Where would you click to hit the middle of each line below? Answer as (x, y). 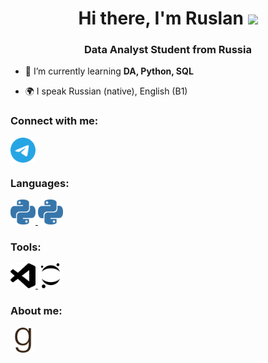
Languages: (40, 183)
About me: (36, 311)
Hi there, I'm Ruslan (161, 18)
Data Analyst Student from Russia (168, 50)
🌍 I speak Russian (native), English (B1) (106, 91)
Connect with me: (54, 121)
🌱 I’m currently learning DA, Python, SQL (109, 71)
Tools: (26, 247)
